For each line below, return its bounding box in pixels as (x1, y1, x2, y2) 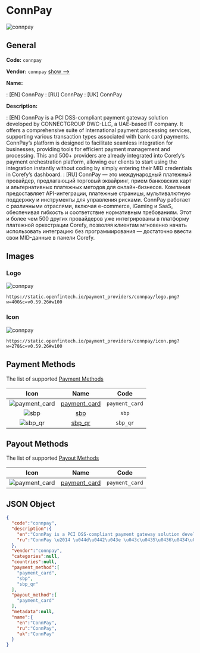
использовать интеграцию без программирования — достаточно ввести (6, 227, 192, 235)
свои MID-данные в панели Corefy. (6, 234, 95, 241)
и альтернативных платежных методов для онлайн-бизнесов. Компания (6, 183, 190, 190)
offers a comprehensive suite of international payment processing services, (6, 126, 192, 134)
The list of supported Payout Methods (6, 454, 99, 462)
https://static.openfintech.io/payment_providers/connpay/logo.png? (6, 294, 180, 300)
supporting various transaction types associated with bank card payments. (6, 133, 190, 140)
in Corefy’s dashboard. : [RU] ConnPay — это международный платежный (6, 171, 192, 178)
